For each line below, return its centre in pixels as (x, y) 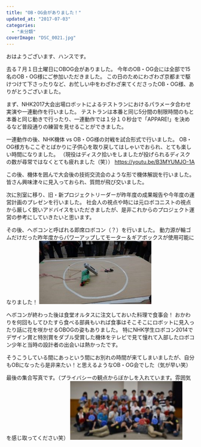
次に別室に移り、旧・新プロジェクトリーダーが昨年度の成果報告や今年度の (98, 195)
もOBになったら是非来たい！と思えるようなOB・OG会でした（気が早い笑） (99, 365)
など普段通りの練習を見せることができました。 (69, 127)
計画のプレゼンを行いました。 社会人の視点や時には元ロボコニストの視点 (101, 202)
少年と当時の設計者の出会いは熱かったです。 (66, 345)
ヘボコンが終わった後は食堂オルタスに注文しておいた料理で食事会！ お (93, 315)
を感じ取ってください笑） (37, 438)
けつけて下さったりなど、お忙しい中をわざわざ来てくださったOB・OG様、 (98, 84)
